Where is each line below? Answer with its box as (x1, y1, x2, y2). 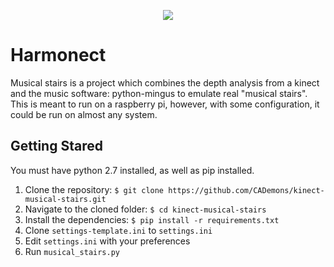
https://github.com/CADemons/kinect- (168, 185, 325, 195)
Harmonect (10, 44, 107, 67)
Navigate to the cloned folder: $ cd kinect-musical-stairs (24, 203, 267, 215)
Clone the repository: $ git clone (24, 183, 165, 195)
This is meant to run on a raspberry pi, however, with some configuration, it (10, 98, 320, 110)
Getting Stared (10, 138, 103, 155)
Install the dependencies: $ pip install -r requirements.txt (24, 213, 280, 225)
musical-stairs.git (24, 194, 107, 204)
